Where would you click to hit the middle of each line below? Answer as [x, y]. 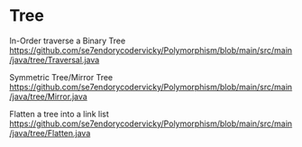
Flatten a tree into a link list [59, 114]
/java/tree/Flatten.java [50, 133]
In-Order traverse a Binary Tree [68, 41]
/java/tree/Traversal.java [55, 60]
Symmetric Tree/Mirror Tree [61, 77]
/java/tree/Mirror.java [48, 96]
